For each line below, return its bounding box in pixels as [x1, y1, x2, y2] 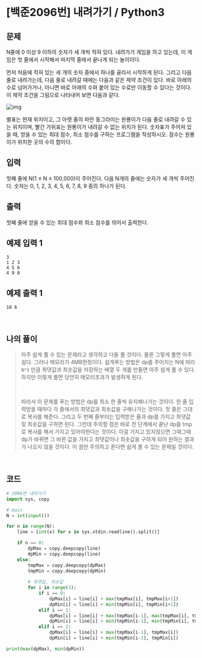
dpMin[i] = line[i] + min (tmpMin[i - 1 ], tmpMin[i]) [49, 635, 179, 641]
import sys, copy [6, 496, 50, 502]
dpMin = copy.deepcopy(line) [28, 551, 101, 557]
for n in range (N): [6, 523, 55, 530]
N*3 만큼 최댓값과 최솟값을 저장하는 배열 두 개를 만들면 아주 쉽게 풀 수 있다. [20, 366, 195, 373]
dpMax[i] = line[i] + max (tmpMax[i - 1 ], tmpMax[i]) [49, 630, 179, 636]
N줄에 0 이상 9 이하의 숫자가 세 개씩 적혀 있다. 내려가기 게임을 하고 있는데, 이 [6, 49, 186, 55]
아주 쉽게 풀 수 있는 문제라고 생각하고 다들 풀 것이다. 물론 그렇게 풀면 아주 [20, 351, 192, 358]
